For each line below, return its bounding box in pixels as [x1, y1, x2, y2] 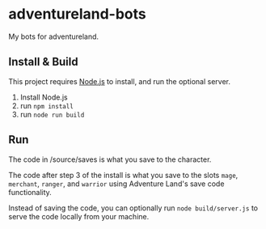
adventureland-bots [8, 5, 147, 23]
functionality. [8, 187, 53, 197]
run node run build [19, 109, 85, 119]
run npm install [19, 100, 74, 110]
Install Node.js [19, 92, 68, 102]
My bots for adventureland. [8, 32, 99, 41]
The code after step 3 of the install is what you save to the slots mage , [8, 170, 239, 180]
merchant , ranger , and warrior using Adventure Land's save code [8, 179, 225, 189]
